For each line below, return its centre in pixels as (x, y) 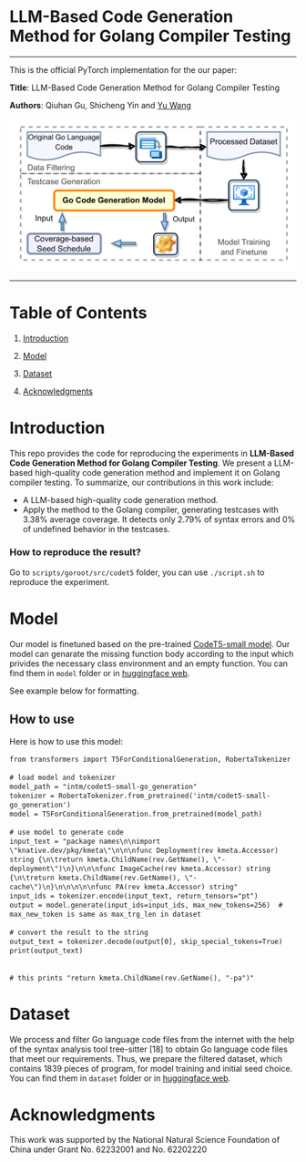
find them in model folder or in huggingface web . (100, 673)
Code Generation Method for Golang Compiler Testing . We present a (141, 463)
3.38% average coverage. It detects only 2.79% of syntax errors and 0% (159, 519)
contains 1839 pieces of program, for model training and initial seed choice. (151, 1068)
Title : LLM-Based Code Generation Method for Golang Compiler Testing (145, 87)
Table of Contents (78, 313)
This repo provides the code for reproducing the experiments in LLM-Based (152, 453)
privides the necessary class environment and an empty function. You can (149, 663)
